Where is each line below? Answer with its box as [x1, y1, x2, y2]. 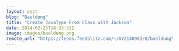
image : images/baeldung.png [6, 30, 75, 36]
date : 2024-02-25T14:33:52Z [6, 25, 75, 31]
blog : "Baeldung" [6, 14, 49, 20]
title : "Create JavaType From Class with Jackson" [6, 19, 132, 25]
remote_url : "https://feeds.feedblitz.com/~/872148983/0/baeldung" [6, 36, 174, 42]
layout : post [6, 8, 38, 15]
